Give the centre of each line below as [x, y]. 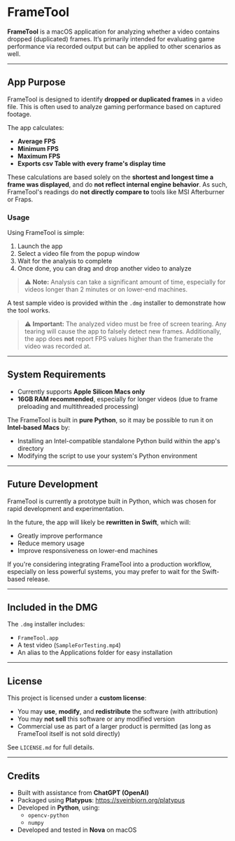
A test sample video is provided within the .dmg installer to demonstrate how [116, 303]
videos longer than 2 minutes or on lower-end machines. [106, 289]
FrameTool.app [38, 638]
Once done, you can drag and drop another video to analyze [104, 268]
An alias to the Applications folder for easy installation [95, 653]
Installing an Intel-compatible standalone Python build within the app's [119, 440]
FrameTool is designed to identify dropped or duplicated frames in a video [115, 99]
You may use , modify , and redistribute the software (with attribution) [117, 712]
